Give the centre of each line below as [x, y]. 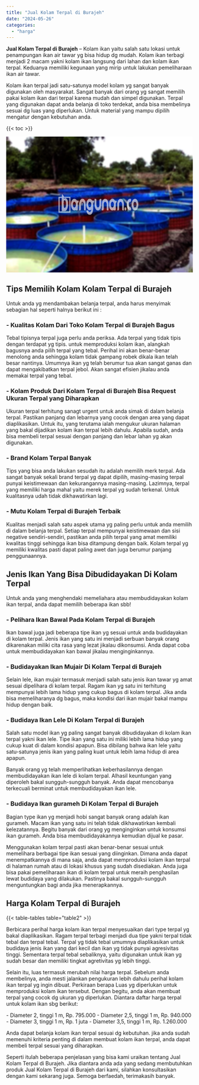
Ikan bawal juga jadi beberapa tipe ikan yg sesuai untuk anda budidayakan [97, 632]
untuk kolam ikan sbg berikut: [42, 1003]
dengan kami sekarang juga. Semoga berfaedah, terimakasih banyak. [91, 1076]
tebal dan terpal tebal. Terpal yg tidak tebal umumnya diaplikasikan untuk [95, 942]
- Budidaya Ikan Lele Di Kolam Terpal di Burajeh [75, 720]
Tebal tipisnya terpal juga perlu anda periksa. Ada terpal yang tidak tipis [94, 338]
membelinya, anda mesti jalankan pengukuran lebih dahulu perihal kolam [95, 978]
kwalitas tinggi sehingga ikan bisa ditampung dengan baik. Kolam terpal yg [97, 543]
